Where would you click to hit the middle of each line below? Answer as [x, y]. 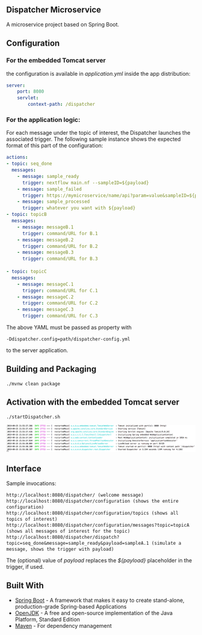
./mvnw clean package [33, 384]
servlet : [28, 98]
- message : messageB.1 [45, 227]
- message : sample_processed [54, 202]
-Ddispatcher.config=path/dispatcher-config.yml [68, 339]
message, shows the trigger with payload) [60, 549]
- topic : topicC [26, 272]
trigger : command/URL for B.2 [60, 246]
